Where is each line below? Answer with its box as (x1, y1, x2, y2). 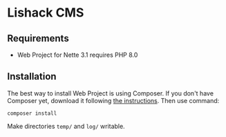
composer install (7, 109, 57, 117)
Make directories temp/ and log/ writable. (7, 122, 126, 130)
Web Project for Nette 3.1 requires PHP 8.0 (17, 51, 138, 59)
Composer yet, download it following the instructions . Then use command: (7, 96, 220, 104)
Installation (7, 71, 57, 82)
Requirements (7, 33, 69, 44)
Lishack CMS (7, 5, 84, 21)
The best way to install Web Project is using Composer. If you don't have (7, 89, 214, 98)
